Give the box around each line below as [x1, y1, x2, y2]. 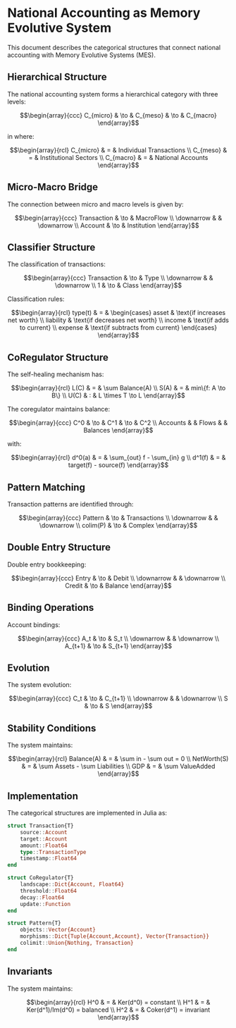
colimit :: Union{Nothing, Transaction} [20, 939, 134, 947]
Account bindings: [7, 620, 61, 628]
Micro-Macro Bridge [7, 181, 99, 193]
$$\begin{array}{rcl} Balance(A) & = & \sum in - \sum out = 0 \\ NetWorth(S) [8, 755, 229, 763]
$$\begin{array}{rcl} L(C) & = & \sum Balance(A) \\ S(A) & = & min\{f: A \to [11, 384, 226, 392]
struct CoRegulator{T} [7, 874, 74, 881]
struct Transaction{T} [7, 822, 74, 829]
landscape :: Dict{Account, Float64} [20, 881, 125, 888]
